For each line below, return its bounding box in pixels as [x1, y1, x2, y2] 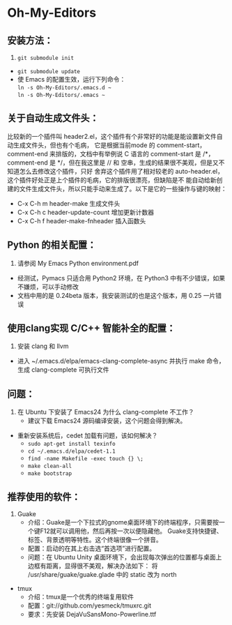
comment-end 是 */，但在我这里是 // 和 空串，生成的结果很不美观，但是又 [7, 158, 219, 167]
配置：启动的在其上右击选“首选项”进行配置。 [27, 544, 155, 552]
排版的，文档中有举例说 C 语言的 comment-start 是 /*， [55, 149, 215, 158]
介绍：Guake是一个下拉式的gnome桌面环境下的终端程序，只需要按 [27, 518, 219, 527]
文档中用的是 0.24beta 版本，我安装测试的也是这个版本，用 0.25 [17, 291, 202, 299]
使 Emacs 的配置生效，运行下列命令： [17, 75, 126, 83]
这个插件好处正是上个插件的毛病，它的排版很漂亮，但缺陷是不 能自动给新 [7, 176, 217, 184]
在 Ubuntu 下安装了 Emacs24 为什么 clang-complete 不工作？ [17, 408, 195, 416]
